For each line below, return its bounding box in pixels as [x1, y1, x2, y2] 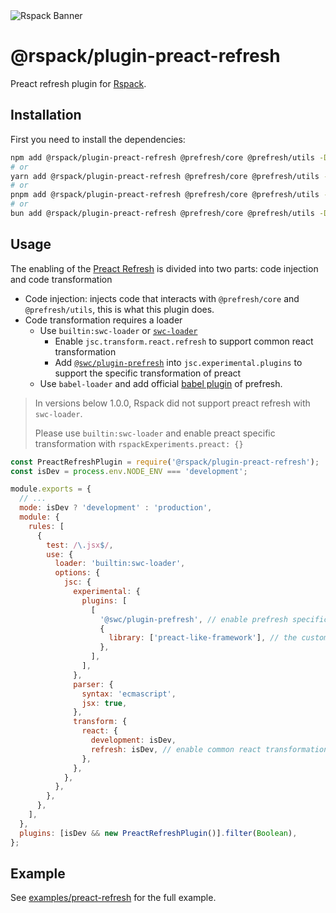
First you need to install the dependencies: [10, 133, 186, 145]
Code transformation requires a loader [24, 314, 183, 326]
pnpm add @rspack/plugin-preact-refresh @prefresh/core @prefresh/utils [10, 190, 320, 200]
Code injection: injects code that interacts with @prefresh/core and [24, 292, 300, 304]
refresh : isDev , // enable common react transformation [90, 744, 329, 754]
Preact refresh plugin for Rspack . [10, 77, 147, 89]
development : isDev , [90, 735, 177, 746]
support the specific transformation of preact [54, 367, 242, 379]
